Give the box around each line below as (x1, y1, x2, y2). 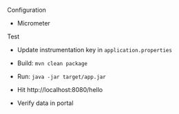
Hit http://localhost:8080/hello (17, 86, 103, 93)
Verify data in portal (17, 99, 74, 107)
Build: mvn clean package (17, 59, 88, 67)
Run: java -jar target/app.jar (17, 72, 107, 80)
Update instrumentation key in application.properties (17, 46, 172, 54)
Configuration (7, 6, 47, 14)
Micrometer (17, 19, 50, 27)
